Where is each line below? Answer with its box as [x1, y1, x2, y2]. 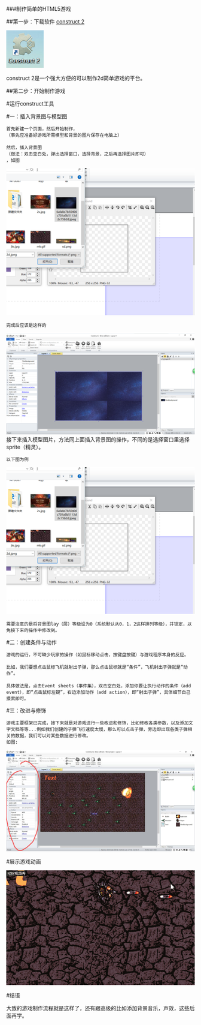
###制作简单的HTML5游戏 [6, 5, 71, 12]
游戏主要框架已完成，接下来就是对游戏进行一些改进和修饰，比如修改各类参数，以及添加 [6, 720, 189, 726]
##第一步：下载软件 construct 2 [6, 18, 85, 25]
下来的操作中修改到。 [14, 627, 60, 634]
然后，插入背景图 [6, 145, 42, 151]
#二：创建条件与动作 [6, 639, 57, 646]
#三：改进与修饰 [6, 707, 47, 714]
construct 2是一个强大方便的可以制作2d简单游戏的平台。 [6, 74, 146, 82]
